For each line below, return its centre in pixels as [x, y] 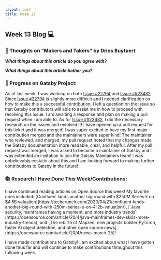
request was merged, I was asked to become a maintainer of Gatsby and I [78, 151]
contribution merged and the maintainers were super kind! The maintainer [79, 135]
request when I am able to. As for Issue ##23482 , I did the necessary [74, 120]
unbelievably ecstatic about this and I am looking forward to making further [80, 161]
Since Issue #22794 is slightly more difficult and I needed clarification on [78, 99]
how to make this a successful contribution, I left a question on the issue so [80, 104]
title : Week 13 [20, 14]
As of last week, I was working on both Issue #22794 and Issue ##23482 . [79, 94]
